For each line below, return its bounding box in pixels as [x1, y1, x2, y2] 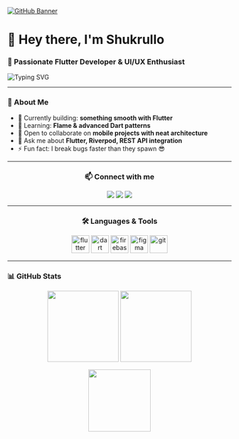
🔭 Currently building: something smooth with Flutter [17, 114, 173, 122]
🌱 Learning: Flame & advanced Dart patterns [17, 121, 151, 129]
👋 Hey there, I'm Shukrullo [7, 32, 165, 48]
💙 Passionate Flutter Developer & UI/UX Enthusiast [7, 57, 185, 67]
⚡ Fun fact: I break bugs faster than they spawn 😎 [17, 144, 166, 153]
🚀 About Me [7, 97, 49, 107]
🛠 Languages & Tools [81, 217, 158, 226]
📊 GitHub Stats [7, 271, 62, 281]
